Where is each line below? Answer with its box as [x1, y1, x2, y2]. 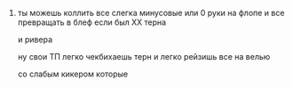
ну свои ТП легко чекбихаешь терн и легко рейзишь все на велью [17, 52, 271, 61]
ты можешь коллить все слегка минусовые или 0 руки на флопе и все [17, 8, 285, 18]
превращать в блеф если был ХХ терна [17, 17, 167, 28]
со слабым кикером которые [17, 68, 129, 79]
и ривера [17, 35, 53, 44]
